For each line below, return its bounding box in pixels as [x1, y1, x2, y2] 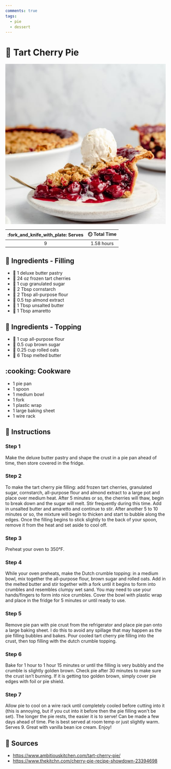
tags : [5, 13, 17, 19]
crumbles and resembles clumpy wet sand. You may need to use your [5, 586, 152, 593]
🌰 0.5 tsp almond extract [12, 297, 65, 303]
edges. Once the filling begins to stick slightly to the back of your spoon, [5, 516, 158, 522]
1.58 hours [91, 240, 114, 246]
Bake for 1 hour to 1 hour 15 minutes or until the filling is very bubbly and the [5, 662, 164, 668]
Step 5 [5, 610, 22, 617]
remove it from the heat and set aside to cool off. [5, 522, 108, 528]
